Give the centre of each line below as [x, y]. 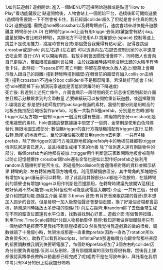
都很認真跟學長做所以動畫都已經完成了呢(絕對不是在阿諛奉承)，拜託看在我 [79, 256]
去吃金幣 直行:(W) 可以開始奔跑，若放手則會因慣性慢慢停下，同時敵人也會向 [81, 56]
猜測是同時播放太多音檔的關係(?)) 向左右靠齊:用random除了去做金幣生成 [85, 208]
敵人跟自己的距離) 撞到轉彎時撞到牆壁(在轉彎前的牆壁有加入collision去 [79, 74]
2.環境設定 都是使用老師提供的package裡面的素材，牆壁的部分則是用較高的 [80, 104]
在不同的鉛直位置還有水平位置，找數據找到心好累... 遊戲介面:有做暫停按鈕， [81, 214]
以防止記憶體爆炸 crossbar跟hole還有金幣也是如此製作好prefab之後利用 [76, 159]
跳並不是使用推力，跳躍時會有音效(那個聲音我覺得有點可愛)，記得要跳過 [77, 44]
